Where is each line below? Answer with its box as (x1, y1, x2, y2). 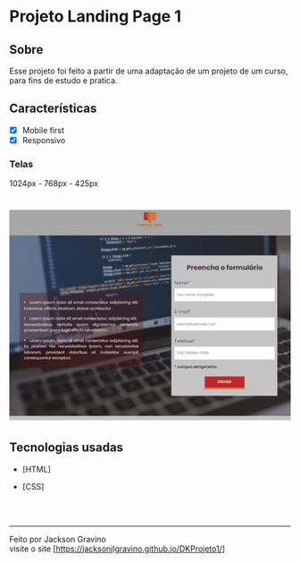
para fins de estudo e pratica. (9, 75, 118, 86)
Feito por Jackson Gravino (9, 533, 107, 544)
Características (9, 101, 97, 116)
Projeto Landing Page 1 (9, 6, 181, 27)
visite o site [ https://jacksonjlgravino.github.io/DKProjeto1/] (9, 543, 226, 554)
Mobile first (21, 124, 65, 135)
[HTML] (21, 464, 52, 474)
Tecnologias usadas (9, 440, 123, 456)
